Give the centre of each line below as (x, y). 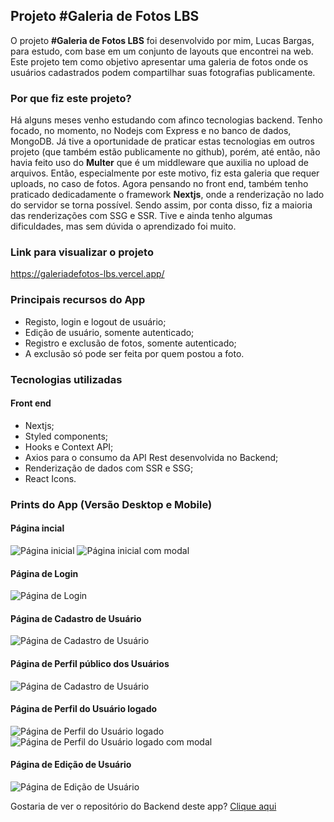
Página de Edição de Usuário (71, 765)
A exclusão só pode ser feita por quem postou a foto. (134, 353)
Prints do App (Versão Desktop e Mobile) (111, 504)
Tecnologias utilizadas (66, 379)
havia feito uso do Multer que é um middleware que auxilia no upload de (160, 163)
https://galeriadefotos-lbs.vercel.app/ (87, 274)
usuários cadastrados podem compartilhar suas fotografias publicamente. (163, 72)
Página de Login (44, 573)
